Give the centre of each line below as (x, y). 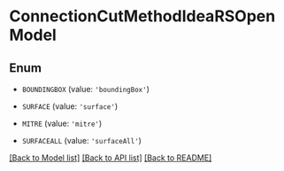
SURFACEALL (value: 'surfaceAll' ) (81, 140)
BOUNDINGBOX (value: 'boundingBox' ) (86, 89)
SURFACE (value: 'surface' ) (69, 106)
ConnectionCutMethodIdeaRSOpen (142, 16)
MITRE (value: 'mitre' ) (62, 123)
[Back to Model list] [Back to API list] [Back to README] (111, 158)
